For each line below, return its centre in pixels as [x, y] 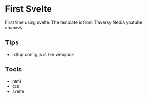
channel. [14, 27]
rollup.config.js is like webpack [43, 54]
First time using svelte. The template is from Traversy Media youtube [74, 22]
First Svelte [28, 9]
